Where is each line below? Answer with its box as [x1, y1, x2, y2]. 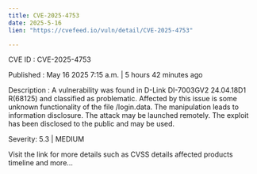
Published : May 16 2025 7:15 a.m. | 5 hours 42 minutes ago [8, 70, 203, 80]
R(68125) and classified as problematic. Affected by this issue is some [8, 94, 238, 104]
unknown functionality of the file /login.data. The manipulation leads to [8, 102, 240, 112]
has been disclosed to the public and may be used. [8, 119, 175, 129]
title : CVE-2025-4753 [8, 11, 80, 20]
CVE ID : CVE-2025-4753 [8, 55, 91, 64]
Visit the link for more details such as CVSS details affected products [8, 149, 233, 159]
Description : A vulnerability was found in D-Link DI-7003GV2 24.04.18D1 [8, 85, 247, 95]
